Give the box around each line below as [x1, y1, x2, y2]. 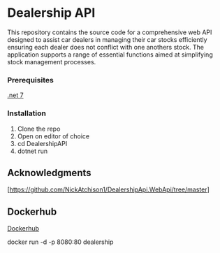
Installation [7, 108, 47, 118]
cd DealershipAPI [17, 139, 68, 147]
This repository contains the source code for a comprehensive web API [7, 28, 212, 36]
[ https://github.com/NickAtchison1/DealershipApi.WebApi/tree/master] [7, 185, 210, 194]
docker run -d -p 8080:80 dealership [7, 238, 114, 246]
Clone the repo [17, 124, 61, 133]
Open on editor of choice [17, 131, 89, 140]
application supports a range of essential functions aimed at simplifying [7, 50, 213, 59]
